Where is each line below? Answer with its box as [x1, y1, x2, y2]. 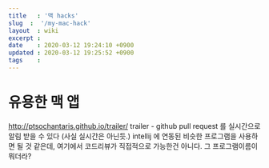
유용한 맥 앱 [8, 94, 80, 112]
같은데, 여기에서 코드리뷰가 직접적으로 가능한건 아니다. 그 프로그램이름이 [33, 141, 259, 150]
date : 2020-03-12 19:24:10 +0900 [8, 42, 134, 50]
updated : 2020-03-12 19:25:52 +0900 [8, 49, 134, 57]
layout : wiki [8, 26, 59, 34]
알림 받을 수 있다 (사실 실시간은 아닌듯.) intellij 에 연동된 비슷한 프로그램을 [8, 131, 238, 141]
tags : [8, 57, 42, 65]
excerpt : [8, 34, 42, 42]
